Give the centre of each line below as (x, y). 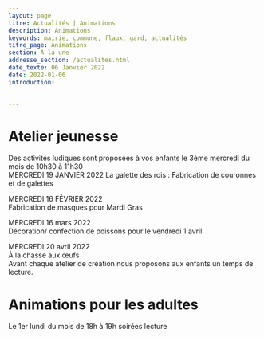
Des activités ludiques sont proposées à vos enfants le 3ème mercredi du (129, 158)
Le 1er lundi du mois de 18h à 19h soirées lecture (88, 327)
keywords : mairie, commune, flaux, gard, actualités (98, 38)
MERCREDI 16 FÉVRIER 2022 (55, 199)
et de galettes (31, 183)
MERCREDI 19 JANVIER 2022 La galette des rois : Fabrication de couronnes (132, 175)
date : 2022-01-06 (37, 75)
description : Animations (49, 30)
